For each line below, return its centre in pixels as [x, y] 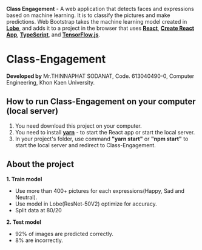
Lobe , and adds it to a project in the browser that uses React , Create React [100, 28]
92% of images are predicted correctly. [64, 234]
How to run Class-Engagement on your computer [101, 102]
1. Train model [24, 179]
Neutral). [26, 197]
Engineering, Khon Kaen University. [51, 82]
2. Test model [24, 222]
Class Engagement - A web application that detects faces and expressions [100, 9]
